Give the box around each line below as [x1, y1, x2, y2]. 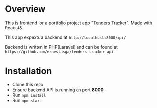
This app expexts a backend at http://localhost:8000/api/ [5, 34, 126, 40]
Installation [5, 65, 52, 77]
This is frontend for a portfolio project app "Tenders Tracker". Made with [5, 20, 152, 26]
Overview [5, 3, 46, 15]
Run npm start [12, 97, 42, 103]
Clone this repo [12, 81, 43, 87]
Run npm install [12, 92, 46, 98]
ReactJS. [5, 25, 24, 30]
